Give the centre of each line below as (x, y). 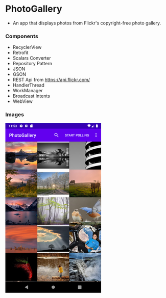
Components (22, 36)
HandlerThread (29, 85)
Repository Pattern (32, 64)
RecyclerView (27, 47)
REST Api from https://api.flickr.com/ (51, 80)
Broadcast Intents (31, 96)
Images (15, 115)
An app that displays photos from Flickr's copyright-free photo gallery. (87, 23)
